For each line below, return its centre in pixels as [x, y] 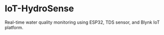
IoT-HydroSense [39, 9]
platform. [14, 27]
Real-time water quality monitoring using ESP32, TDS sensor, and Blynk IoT [82, 22]
